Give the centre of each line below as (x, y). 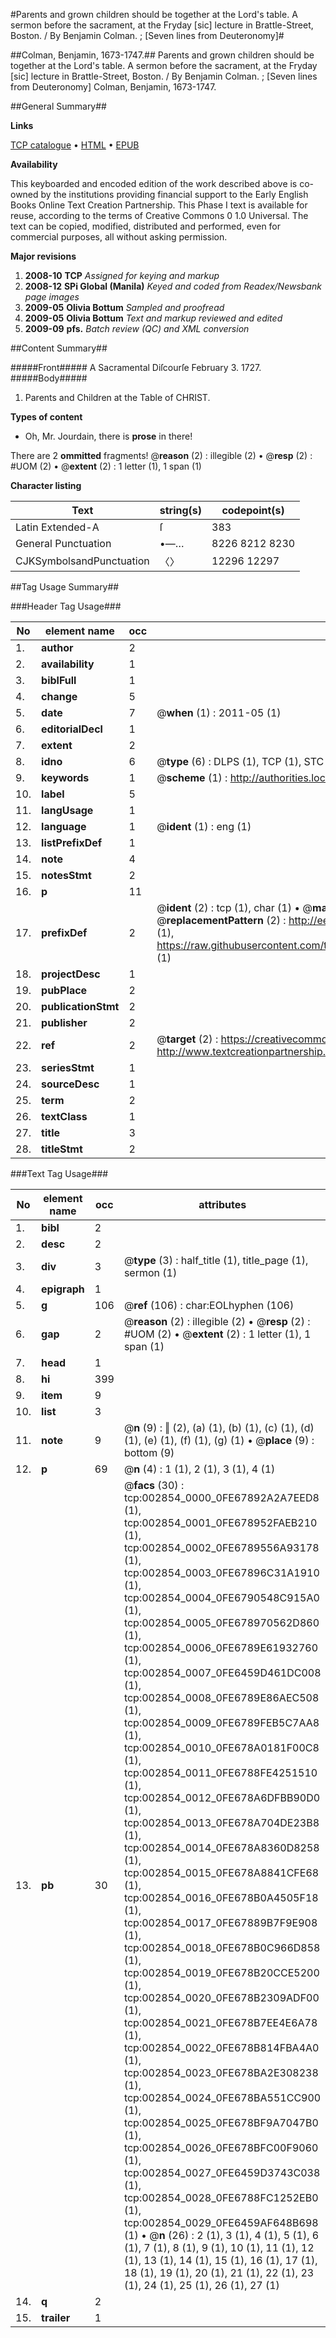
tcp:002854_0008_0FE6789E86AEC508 (221, 1697)
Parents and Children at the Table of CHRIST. (117, 397)
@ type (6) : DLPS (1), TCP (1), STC (240, 761)
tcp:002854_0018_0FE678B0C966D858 (222, 1947)
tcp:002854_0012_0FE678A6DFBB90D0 (222, 1797)
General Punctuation (63, 543)
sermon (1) (150, 1272)
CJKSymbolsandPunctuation (82, 561)
